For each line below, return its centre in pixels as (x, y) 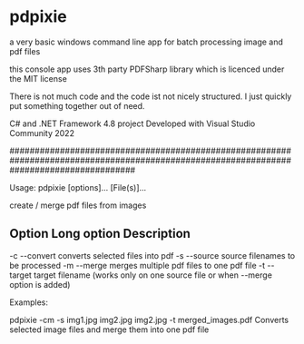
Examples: (29, 302)
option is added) (40, 284)
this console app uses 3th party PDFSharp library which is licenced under (147, 69)
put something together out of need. (77, 105)
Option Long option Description (100, 234)
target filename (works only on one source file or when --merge (152, 275)
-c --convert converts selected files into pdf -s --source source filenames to (152, 255)
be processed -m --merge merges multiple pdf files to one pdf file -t (137, 265)
